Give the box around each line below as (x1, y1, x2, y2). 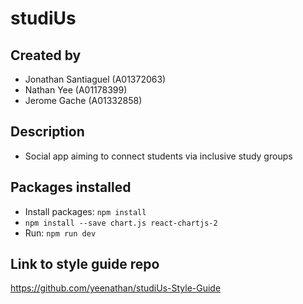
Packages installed (10, 179, 132, 196)
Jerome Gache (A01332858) (24, 95, 143, 106)
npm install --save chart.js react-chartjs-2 (24, 218, 218, 228)
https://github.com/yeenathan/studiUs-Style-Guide (10, 282, 222, 294)
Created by (10, 47, 82, 64)
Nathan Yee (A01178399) (24, 84, 128, 96)
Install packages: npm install (24, 205, 147, 217)
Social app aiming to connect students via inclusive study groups (24, 150, 293, 162)
